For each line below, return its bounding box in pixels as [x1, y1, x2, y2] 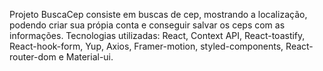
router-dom [9, 51, 57, 63]
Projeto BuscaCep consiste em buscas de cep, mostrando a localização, [9, 9, 308, 20]
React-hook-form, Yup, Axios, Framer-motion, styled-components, [9, 40, 284, 52]
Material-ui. [65, 51, 114, 63]
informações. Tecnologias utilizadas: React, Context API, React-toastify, [9, 30, 306, 41]
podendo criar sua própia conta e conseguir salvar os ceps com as [9, 19, 286, 31]
